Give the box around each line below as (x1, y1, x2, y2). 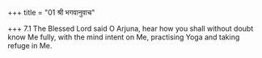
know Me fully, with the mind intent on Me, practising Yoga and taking (7, 32, 240, 42)
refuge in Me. (7, 41, 53, 50)
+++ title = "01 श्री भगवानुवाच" (7, 8, 95, 17)
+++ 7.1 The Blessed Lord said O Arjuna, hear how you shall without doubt (7, 24, 254, 33)
